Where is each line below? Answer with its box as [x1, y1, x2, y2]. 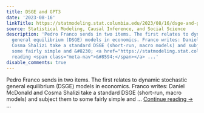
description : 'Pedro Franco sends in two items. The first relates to [6, 31, 189, 37]
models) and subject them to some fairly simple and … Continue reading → [6, 95, 193, 103]
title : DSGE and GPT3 [6, 8, 61, 15]
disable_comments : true [6, 59, 67, 65]
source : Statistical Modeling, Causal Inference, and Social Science [6, 25, 186, 32]
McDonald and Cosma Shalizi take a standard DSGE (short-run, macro [6, 89, 182, 96]
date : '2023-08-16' [6, 15, 56, 21]
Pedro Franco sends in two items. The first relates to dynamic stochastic [6, 76, 188, 83]
